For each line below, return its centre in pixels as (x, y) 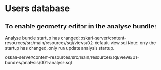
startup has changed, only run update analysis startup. (60, 48)
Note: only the (142, 43)
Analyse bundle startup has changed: (42, 38)
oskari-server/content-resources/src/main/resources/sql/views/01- (72, 57)
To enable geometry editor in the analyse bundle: (81, 26)
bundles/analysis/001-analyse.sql (39, 63)
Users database (38, 8)
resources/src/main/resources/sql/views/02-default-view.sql (66, 43)
